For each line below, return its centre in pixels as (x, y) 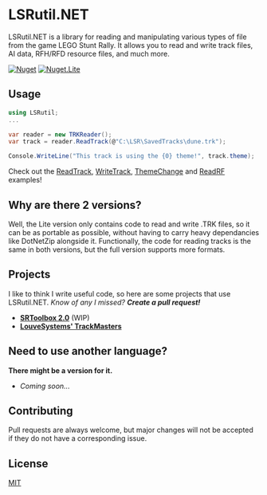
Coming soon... (45, 386)
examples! (25, 180)
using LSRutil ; (33, 112)
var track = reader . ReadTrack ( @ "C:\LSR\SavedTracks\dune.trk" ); (117, 142)
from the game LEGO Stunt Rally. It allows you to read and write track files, (131, 45)
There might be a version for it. (61, 370)
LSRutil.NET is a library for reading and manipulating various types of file (128, 37)
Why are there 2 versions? (75, 205)
